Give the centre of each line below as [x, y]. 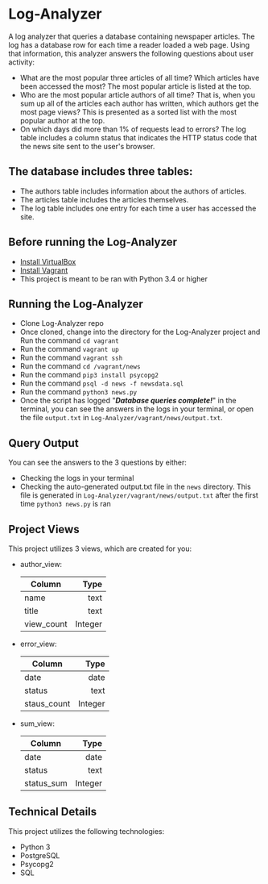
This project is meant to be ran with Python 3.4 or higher [113, 278]
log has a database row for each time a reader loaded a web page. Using [129, 44]
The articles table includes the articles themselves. [104, 199]
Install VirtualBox [48, 261]
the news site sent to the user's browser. [87, 146]
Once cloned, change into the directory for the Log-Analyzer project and [140, 332]
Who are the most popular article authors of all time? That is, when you [138, 94]
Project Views [44, 529]
